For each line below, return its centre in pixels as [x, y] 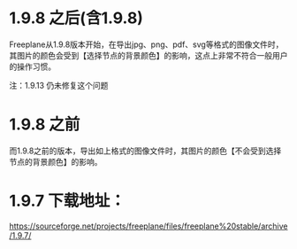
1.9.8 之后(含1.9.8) [76, 18]
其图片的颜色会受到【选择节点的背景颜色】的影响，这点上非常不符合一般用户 [148, 55]
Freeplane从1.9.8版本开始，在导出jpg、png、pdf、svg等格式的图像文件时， [146, 44]
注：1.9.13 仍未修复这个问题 [59, 85]
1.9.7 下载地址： [67, 201]
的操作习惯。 [32, 66]
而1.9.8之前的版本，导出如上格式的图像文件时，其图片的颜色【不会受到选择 [145, 151]
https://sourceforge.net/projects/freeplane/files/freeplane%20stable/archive [148, 226]
